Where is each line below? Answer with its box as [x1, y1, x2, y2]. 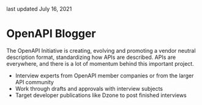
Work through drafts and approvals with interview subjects [15, 85, 163, 92]
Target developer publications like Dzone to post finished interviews [15, 91, 187, 99]
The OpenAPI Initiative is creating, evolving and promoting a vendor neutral [6, 47, 196, 54]
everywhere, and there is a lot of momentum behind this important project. [6, 60, 194, 67]
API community [15, 78, 54, 85]
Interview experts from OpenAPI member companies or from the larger [15, 72, 194, 79]
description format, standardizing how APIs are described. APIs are [6, 53, 176, 61]
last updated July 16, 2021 [6, 6, 72, 12]
